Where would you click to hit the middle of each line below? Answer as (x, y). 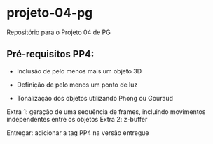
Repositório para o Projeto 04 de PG (59, 32)
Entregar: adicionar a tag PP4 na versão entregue (78, 132)
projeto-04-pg (50, 13)
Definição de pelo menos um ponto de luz (77, 85)
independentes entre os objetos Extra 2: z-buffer (77, 119)
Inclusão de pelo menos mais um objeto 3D (79, 71)
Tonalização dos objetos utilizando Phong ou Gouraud (95, 98)
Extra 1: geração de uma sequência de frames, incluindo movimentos (106, 111)
